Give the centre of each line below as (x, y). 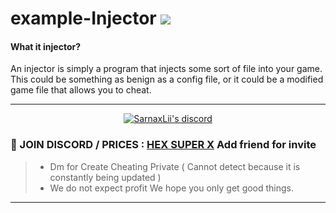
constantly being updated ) (105, 177)
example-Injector (83, 18)
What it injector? (46, 46)
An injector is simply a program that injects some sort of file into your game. (166, 69)
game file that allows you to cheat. (81, 90)
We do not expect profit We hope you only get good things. (172, 188)
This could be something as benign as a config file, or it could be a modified (167, 79)
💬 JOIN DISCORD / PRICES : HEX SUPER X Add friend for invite (163, 145)
